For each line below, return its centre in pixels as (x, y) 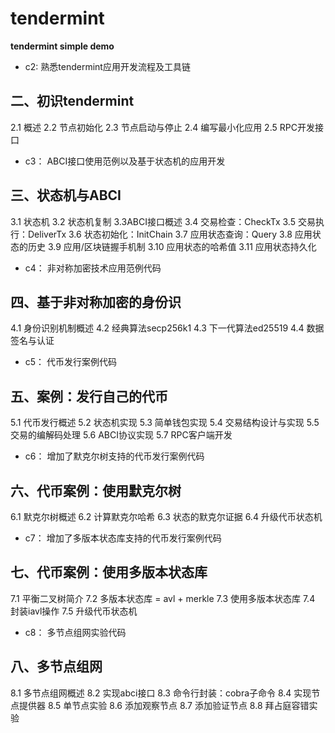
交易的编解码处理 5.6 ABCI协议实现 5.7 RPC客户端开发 (121, 435)
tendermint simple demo (62, 46)
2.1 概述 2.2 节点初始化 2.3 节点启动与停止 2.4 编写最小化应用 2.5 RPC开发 (162, 127)
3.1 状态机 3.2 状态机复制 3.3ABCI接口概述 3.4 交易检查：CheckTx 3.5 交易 (163, 221)
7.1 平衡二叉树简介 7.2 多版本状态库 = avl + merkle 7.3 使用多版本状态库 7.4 (163, 598)
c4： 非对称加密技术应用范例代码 (93, 268)
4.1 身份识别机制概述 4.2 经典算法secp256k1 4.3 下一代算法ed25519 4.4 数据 (167, 328)
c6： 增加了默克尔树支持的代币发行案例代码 (114, 456)
